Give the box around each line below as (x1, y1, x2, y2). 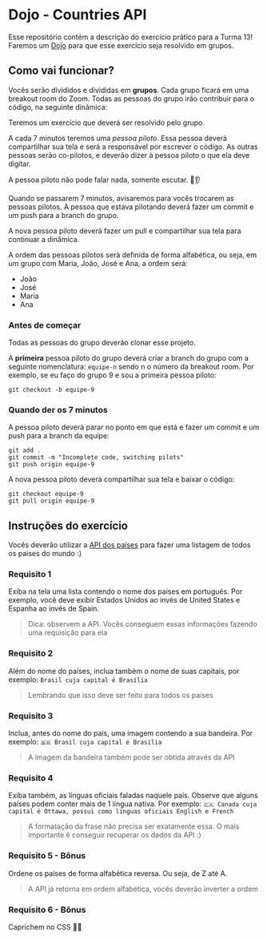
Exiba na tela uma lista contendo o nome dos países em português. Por (8, 587, 243, 596)
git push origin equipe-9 (8, 461, 94, 469)
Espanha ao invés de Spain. (8, 603, 100, 614)
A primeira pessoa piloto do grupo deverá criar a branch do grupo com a (8, 353, 249, 363)
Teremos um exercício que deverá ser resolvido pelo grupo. (8, 118, 205, 127)
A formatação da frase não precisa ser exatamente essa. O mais (27, 821, 240, 831)
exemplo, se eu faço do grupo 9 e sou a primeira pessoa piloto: (8, 370, 217, 380)
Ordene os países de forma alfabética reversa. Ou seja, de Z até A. (8, 868, 228, 878)
